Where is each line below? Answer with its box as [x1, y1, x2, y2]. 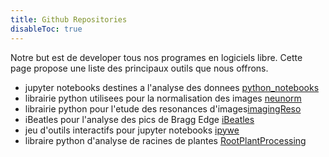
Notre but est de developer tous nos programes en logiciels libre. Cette [10, 51, 303, 63]
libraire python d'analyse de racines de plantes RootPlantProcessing [24, 134, 307, 146]
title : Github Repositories [10, 14, 128, 25]
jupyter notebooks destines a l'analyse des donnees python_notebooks [24, 81, 320, 93]
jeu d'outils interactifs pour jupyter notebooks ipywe [24, 124, 240, 136]
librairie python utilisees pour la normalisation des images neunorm [24, 92, 302, 104]
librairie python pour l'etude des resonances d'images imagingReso [24, 102, 302, 115]
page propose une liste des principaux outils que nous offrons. [10, 62, 269, 74]
